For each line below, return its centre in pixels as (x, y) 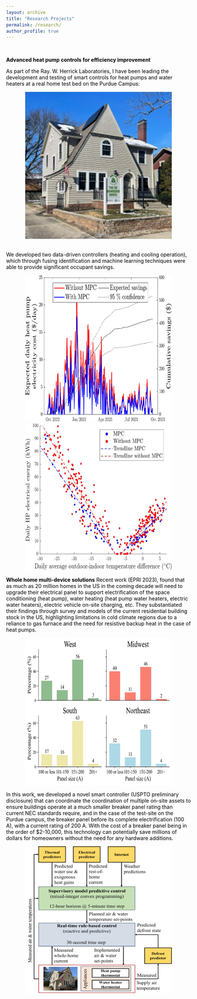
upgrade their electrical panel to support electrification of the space (88, 592)
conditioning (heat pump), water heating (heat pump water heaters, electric (97, 599)
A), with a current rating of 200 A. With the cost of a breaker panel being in (97, 826)
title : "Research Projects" (40, 19)
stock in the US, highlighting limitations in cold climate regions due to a (91, 617)
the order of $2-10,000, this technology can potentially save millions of (91, 832)
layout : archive (26, 12)
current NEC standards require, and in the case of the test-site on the (90, 813)
